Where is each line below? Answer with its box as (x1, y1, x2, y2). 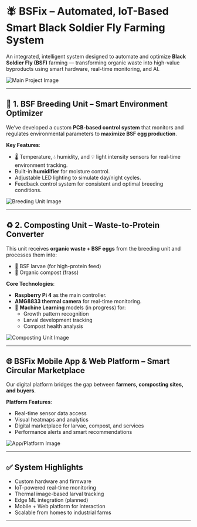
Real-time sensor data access (14, 410, 87, 417)
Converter (6, 230, 45, 239)
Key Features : (6, 141, 41, 148)
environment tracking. (14, 162, 68, 169)
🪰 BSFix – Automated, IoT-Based (6, 5, 169, 18)
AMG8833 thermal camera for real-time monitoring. (14, 297, 142, 304)
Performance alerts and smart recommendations (14, 429, 133, 436)
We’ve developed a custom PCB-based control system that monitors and (6, 124, 184, 131)
